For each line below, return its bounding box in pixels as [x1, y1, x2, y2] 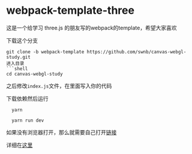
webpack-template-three [6, 4, 135, 17]
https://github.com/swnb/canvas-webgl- [86, 49, 187, 55]
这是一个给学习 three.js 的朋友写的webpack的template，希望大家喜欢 [6, 24, 177, 31]
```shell [6, 65, 28, 72]
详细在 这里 [6, 141, 33, 149]
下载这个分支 [6, 37, 38, 44]
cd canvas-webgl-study [6, 71, 63, 77]
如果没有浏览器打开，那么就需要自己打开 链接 [6, 128, 117, 135]
